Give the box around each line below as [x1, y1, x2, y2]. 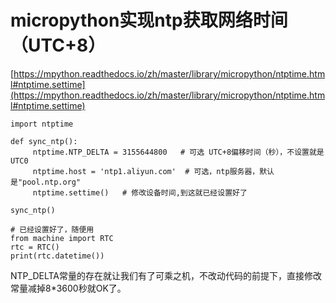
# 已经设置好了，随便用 [10, 224, 95, 235]
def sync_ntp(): [10, 136, 78, 146]
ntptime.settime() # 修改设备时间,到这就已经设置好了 [32, 187, 248, 198]
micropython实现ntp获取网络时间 [10, 9, 288, 32]
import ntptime [10, 119, 74, 129]
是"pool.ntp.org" [10, 177, 82, 187]
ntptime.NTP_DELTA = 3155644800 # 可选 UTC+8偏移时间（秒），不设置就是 [32, 147, 325, 157]
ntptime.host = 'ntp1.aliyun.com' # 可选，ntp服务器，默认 [32, 166, 275, 176]
